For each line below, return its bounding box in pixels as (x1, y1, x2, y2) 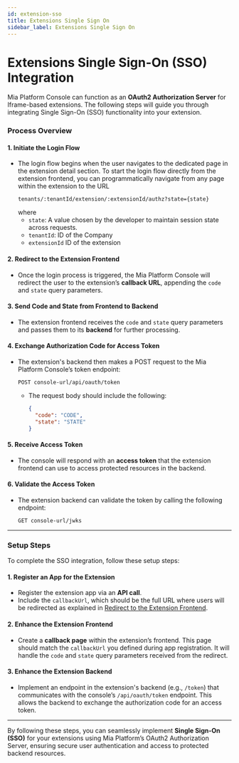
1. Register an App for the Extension (7, 572, 115, 581)
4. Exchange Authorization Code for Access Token (7, 342, 160, 350)
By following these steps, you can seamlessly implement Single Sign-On (7, 726, 221, 735)
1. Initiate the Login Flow (7, 143, 80, 152)
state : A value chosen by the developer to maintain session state (28, 216, 219, 224)
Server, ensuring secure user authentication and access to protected (7, 741, 209, 749)
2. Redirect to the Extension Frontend (7, 255, 119, 263)
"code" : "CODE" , (34, 411, 83, 419)
